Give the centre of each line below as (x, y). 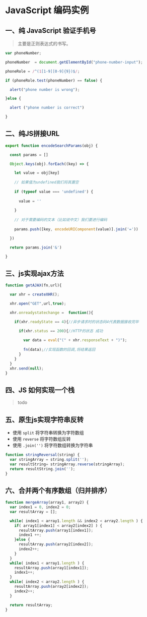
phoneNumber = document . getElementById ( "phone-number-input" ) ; (74, 62)
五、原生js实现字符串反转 (45, 420)
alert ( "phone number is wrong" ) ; (45, 89)
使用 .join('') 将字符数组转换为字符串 (53, 445)
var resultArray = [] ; (33, 512)
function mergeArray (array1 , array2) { (47, 503)
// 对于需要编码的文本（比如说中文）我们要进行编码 (61, 220)
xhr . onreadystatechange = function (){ (52, 313)
